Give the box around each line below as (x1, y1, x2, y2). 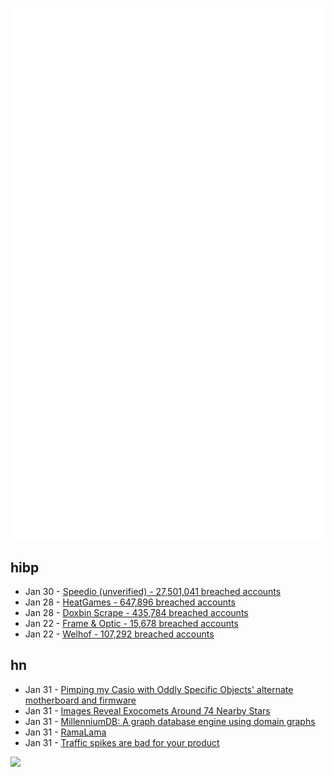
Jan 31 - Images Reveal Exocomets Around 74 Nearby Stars (24, 704, 271, 717)
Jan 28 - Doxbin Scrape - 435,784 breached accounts (24, 607, 249, 619)
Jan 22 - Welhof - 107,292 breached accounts (24, 628, 215, 640)
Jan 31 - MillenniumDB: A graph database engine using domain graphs (24, 715, 316, 727)
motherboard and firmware (24, 694, 137, 706)
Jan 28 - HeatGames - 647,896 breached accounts (24, 596, 236, 608)
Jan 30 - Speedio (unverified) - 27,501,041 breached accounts (24, 586, 282, 598)
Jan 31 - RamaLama (24, 726, 107, 738)
